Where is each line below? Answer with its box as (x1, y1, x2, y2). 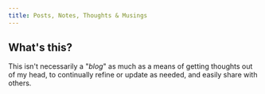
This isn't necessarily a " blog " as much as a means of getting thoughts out (8, 62, 253, 71)
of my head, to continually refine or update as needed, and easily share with (8, 70, 258, 80)
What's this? (8, 41, 73, 55)
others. (8, 78, 32, 88)
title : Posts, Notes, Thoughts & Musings (8, 11, 148, 20)
